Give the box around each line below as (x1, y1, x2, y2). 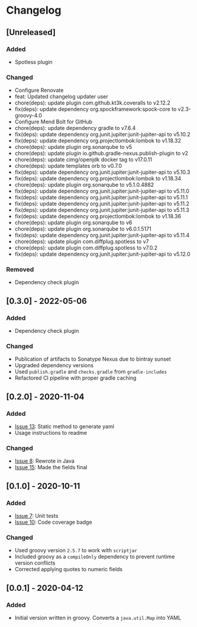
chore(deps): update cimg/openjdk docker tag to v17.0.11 (14, 156, 153, 163)
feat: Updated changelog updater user (14, 93, 108, 100)
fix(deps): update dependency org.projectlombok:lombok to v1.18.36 (14, 213, 182, 220)
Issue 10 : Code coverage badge (14, 518, 93, 526)
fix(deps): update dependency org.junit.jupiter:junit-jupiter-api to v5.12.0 (14, 250, 190, 258)
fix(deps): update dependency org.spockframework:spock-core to (14, 106, 177, 113)
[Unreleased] (6, 27, 56, 37)
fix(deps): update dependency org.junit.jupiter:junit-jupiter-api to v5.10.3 (14, 168, 190, 176)
